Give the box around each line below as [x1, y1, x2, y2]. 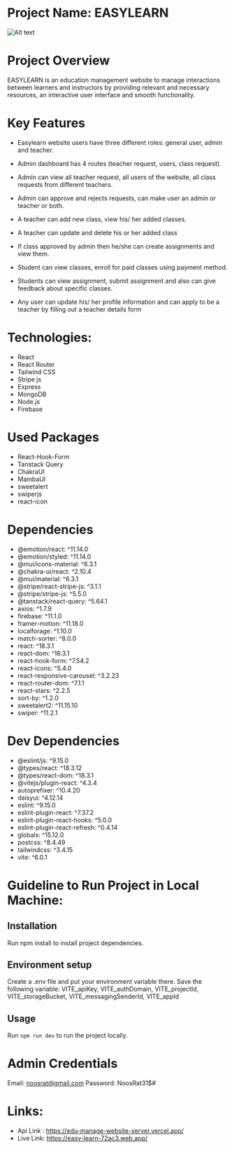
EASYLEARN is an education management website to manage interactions [7, 76, 221, 84]
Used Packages [7, 429, 100, 445]
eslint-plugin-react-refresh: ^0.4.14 [17, 823, 118, 831]
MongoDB [17, 390, 47, 398]
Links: [7, 1103, 44, 1120]
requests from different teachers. [17, 180, 113, 188]
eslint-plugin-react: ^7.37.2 [17, 808, 94, 816]
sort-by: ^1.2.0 [17, 693, 59, 702]
